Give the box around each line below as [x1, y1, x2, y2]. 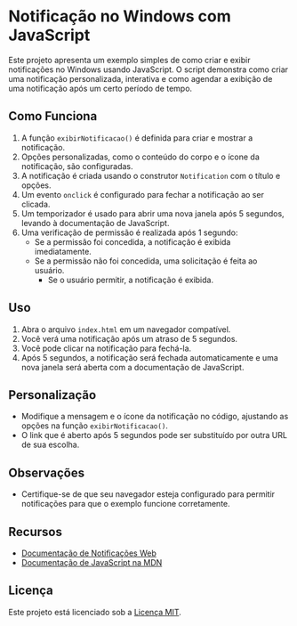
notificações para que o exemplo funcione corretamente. [20, 499, 230, 509]
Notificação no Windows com [8, 6, 232, 27]
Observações [8, 465, 85, 480]
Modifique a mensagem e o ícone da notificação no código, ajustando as [20, 411, 289, 422]
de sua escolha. [20, 439, 80, 451]
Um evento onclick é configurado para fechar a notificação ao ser [20, 189, 264, 199]
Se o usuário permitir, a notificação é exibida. [47, 274, 214, 285]
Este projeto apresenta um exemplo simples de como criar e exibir [8, 54, 251, 65]
